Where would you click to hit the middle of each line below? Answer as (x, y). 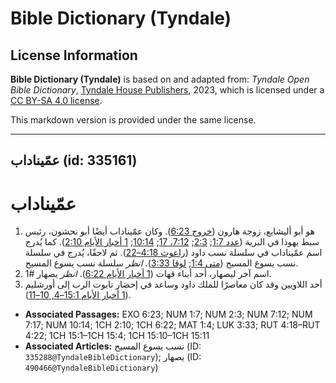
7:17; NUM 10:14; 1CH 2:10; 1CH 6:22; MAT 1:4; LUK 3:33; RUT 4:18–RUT (172, 325)
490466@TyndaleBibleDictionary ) (91, 368)
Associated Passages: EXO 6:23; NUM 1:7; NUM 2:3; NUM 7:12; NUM (168, 314)
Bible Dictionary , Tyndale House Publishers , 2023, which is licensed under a (167, 90)
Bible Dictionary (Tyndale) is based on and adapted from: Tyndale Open (160, 79)
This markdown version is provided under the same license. (133, 120)
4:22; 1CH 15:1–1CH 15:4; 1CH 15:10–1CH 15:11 (117, 336)
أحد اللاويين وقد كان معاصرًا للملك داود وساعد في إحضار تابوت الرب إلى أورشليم (173, 284)
